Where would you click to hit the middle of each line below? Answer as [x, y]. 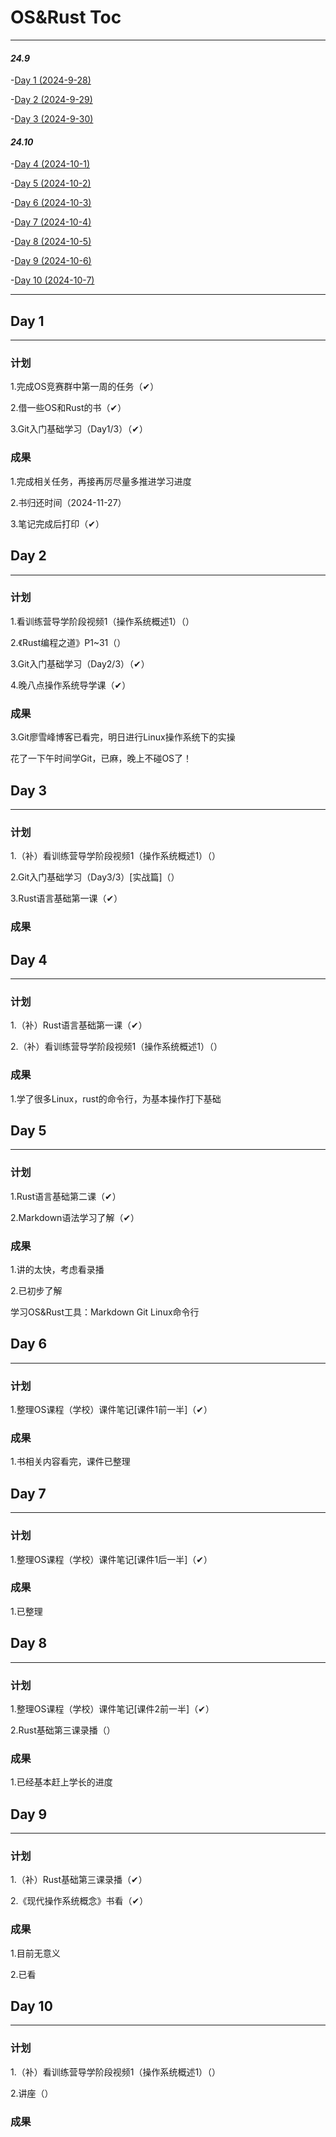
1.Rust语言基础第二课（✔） [66, 1196]
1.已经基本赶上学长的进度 [61, 1782]
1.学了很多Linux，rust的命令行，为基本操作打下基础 [116, 1098]
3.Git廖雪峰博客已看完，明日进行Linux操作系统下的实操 [123, 737]
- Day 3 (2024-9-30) [52, 119]
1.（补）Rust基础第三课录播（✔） [79, 1880]
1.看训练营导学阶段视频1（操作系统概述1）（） [102, 621]
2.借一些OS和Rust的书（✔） [68, 408]
